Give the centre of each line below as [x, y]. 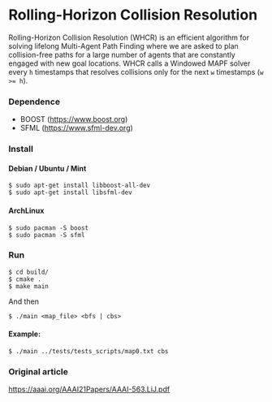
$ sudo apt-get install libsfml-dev [70, 192]
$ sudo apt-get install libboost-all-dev [80, 186]
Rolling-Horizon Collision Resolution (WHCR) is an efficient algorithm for [129, 37]
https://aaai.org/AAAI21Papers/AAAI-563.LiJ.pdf [89, 389]
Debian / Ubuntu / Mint [47, 168]
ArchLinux [26, 210]
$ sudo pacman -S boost [49, 228]
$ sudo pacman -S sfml [47, 235]
